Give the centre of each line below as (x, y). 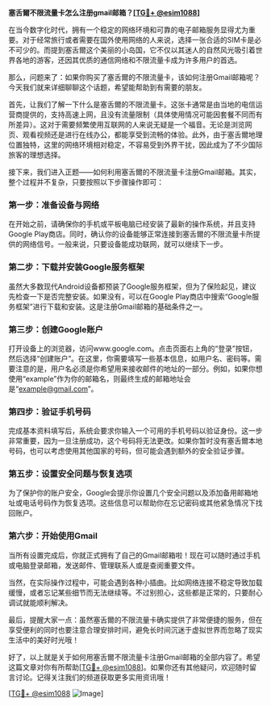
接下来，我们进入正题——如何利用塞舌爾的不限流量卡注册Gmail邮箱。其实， (134, 172)
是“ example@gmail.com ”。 (53, 389)
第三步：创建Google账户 (56, 329)
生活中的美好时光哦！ (44, 640)
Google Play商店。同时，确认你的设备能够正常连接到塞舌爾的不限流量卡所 (131, 234)
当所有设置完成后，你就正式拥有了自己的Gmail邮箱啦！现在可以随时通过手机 (134, 555)
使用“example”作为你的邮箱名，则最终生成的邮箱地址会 (100, 378)
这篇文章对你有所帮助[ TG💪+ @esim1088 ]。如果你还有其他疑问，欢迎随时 (129, 667)
